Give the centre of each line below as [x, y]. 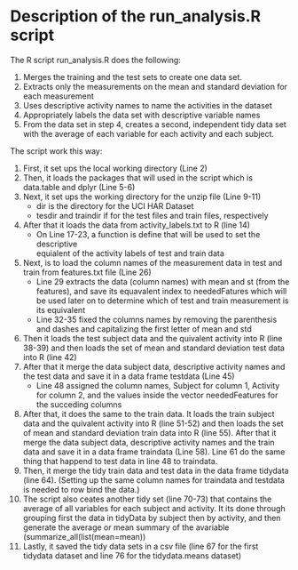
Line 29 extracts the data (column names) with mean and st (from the [163, 281]
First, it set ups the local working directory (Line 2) [115, 168]
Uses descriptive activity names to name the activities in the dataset [148, 105]
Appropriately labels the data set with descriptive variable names [141, 115]
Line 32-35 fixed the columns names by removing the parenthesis [157, 319]
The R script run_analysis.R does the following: [95, 60]
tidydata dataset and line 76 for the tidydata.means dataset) [132, 555]
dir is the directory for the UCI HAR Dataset [115, 205]
